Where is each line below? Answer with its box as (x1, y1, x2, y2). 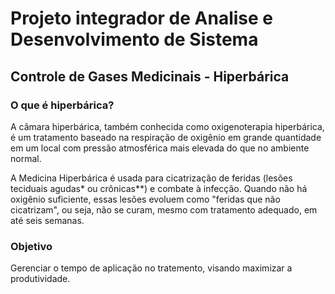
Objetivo (10, 239, 53, 253)
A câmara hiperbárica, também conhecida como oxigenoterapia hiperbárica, (10, 120, 325, 132)
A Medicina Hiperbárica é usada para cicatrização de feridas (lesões (10, 172, 293, 184)
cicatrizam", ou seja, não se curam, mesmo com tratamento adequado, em (10, 203, 318, 216)
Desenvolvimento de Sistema (10, 28, 259, 51)
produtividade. (10, 273, 71, 285)
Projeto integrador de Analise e (10, 7, 273, 30)
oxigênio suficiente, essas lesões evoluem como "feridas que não (10, 193, 281, 205)
